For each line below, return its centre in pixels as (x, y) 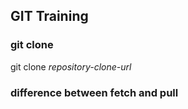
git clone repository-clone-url (71, 66)
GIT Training (49, 16)
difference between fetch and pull (94, 92)
